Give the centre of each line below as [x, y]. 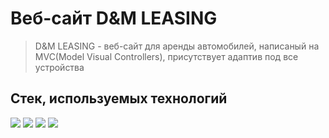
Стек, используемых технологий [119, 98]
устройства [59, 67]
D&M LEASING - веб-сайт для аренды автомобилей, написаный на [177, 46]
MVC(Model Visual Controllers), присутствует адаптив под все [166, 56]
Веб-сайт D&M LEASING [114, 18]
